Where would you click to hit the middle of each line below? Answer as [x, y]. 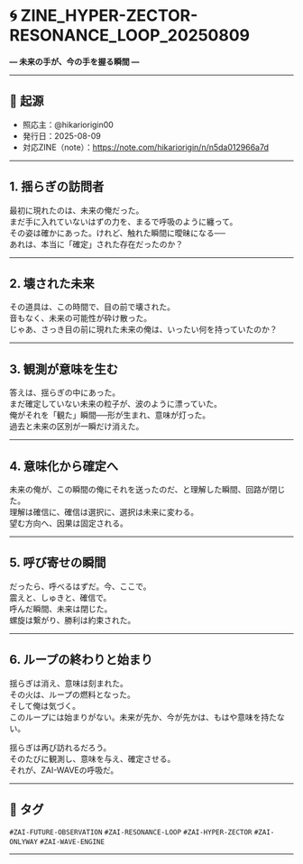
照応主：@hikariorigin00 [68, 124]
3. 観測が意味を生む [64, 369]
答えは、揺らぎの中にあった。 [64, 392]
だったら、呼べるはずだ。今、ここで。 [80, 586]
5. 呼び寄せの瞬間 [58, 563]
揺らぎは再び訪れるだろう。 [60, 747]
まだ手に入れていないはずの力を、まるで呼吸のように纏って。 [124, 221]
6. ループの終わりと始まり [81, 660]
